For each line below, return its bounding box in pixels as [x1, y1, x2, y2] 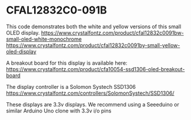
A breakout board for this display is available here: [6, 59, 128, 66]
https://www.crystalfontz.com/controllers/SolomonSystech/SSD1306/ [6, 89, 175, 96]
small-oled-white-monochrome [6, 35, 82, 42]
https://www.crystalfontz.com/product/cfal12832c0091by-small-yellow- [6, 42, 180, 49]
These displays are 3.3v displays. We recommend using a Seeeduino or [6, 101, 179, 108]
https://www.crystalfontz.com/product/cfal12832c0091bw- [41, 29, 184, 36]
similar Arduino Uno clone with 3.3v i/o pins [6, 107, 112, 114]
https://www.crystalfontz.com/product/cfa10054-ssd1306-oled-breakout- [6, 65, 185, 72]
